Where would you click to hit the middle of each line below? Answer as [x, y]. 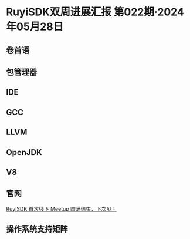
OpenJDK [24, 152]
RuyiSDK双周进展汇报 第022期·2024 [95, 12]
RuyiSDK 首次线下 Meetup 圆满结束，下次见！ [62, 208]
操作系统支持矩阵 [37, 229]
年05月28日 [35, 27]
